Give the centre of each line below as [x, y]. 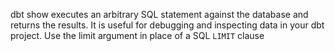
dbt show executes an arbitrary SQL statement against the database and [159, 14]
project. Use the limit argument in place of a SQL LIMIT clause [137, 35]
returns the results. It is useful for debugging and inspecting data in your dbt [167, 25]
